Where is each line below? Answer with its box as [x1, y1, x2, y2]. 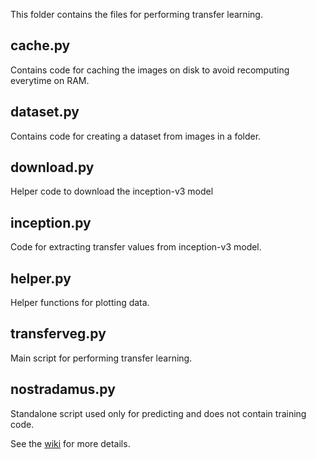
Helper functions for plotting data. [10, 297, 150, 309]
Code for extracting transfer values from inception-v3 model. [10, 241, 262, 253]
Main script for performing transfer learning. [10, 352, 193, 364]
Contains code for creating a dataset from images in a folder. [10, 130, 262, 142]
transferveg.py [10, 325, 107, 343]
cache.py [10, 37, 71, 54]
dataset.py [10, 104, 80, 121]
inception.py [10, 214, 92, 231]
